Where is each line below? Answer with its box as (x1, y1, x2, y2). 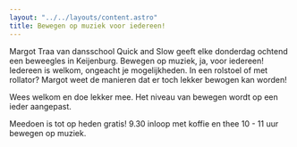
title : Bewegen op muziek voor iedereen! (9, 21, 166, 30)
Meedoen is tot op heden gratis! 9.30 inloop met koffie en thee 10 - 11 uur (9, 118, 279, 129)
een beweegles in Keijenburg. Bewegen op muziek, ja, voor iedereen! (9, 55, 264, 66)
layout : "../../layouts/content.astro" (9, 12, 158, 22)
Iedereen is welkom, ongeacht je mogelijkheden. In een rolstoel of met (9, 64, 268, 76)
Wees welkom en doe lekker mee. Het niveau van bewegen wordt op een (9, 91, 279, 102)
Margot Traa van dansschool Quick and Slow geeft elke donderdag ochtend (9, 45, 288, 56)
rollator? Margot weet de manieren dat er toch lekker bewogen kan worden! (9, 74, 288, 85)
